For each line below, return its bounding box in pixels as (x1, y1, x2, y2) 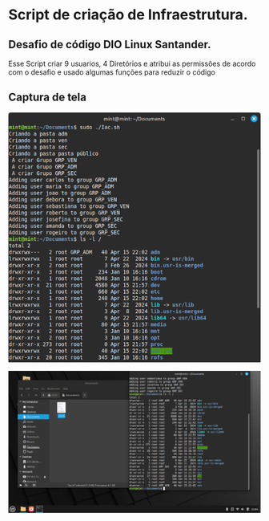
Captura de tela (8, 91, 86, 104)
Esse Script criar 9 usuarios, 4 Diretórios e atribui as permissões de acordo (8, 59, 256, 68)
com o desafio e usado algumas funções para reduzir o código (8, 67, 216, 77)
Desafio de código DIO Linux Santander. (8, 38, 211, 51)
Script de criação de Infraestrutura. (8, 6, 248, 24)
